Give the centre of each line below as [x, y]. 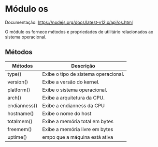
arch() [14, 98]
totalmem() [20, 121]
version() [18, 82]
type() [14, 74]
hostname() [21, 114]
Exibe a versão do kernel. [71, 82]
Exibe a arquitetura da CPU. [73, 98]
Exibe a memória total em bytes [78, 121]
